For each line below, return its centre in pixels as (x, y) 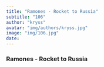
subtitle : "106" (26, 17)
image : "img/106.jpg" (33, 33)
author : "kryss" (26, 22)
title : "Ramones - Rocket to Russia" (52, 11)
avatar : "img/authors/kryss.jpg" (47, 28)
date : (13, 38)
